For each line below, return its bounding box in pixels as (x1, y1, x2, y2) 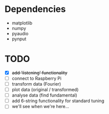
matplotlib (11, 20, 33, 26)
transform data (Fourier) (11, 81, 61, 87)
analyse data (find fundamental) (11, 92, 77, 98)
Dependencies (4, 3, 66, 15)
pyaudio (11, 30, 29, 36)
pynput (11, 36, 27, 42)
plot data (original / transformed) (11, 87, 79, 93)
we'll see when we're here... (11, 104, 69, 110)
